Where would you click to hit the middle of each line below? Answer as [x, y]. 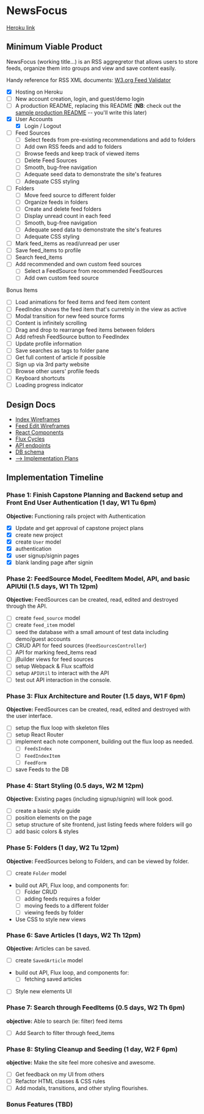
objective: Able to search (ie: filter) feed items [65, 1021]
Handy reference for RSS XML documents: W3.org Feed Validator [89, 80]
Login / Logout [43, 126]
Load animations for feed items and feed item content [83, 302]
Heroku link [21, 28]
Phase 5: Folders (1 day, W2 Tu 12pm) [63, 848]
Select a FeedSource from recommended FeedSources [93, 271]
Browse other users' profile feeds [57, 372]
